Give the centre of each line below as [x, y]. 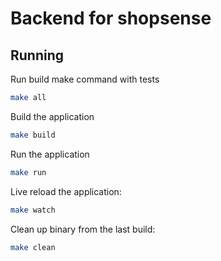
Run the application [50, 154]
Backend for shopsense [111, 18]
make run [28, 172]
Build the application [52, 116]
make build [33, 135]
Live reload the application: [66, 191]
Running [37, 55]
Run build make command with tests [85, 79]
